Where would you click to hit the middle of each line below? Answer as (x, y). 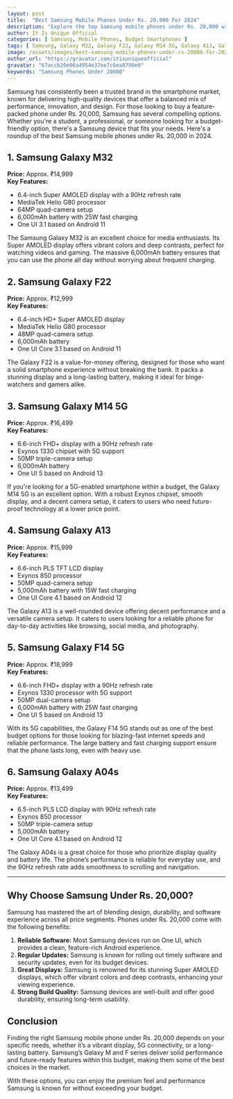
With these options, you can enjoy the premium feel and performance (106, 1081)
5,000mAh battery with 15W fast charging (77, 590)
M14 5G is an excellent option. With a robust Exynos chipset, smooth (105, 494)
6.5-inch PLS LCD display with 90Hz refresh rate (86, 810)
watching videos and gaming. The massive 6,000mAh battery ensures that (114, 253)
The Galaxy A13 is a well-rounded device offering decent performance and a (116, 611)
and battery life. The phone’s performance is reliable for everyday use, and (114, 860)
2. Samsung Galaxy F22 (60, 282)
